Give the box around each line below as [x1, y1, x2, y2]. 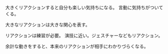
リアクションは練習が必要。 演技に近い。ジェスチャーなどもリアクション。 [5, 33, 163, 38]
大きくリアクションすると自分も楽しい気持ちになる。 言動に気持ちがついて [5, 5, 163, 10]
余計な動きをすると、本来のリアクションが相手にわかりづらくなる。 [5, 43, 149, 49]
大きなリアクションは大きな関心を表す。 [5, 22, 90, 28]
